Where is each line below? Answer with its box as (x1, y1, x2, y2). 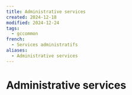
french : (6, 36, 25, 42)
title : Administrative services (6, 8, 86, 15)
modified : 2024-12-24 (6, 20, 60, 26)
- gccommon (11, 31, 38, 37)
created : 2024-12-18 (6, 14, 57, 20)
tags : (6, 25, 20, 31)
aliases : (6, 47, 28, 53)
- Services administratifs (11, 42, 78, 48)
